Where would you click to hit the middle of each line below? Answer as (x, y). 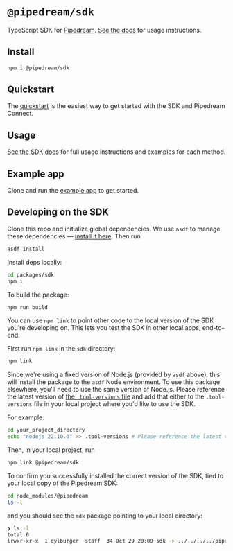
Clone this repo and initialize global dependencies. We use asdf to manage (114, 229)
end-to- (213, 328)
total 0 (18, 535)
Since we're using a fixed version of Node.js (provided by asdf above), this (114, 375)
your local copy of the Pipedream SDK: (63, 483)
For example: (26, 417)
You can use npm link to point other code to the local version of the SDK (111, 320)
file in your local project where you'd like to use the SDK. (114, 404)
